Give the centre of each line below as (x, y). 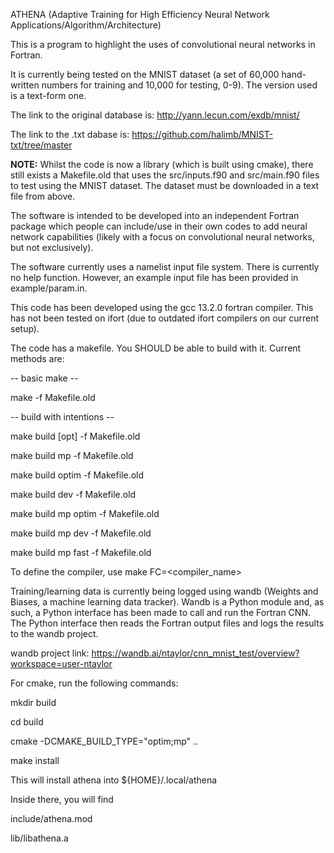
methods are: (37, 358)
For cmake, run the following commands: (94, 683)
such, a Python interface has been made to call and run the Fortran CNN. (160, 612)
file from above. (43, 196)
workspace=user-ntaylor (61, 663)
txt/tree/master (41, 145)
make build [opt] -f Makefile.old (75, 436)
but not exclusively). (52, 247)
